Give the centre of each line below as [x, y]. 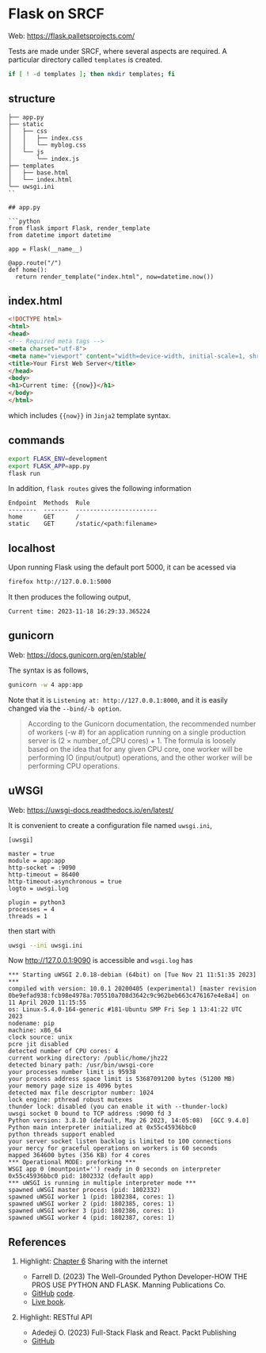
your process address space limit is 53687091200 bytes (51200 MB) [122, 1079]
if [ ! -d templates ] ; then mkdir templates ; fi [92, 74]
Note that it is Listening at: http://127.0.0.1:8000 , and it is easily [118, 699]
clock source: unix [40, 1037]
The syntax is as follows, [48, 670]
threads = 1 [28, 916]
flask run [25, 473]
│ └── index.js [44, 159]
